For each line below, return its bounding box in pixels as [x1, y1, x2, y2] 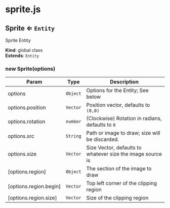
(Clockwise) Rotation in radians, [86, 115, 162, 122]
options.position [8, 104, 47, 111]
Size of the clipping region [86, 194, 149, 201]
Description [109, 78, 139, 85]
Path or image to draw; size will [86, 130, 160, 137]
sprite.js [5, 4, 41, 15]
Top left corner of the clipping [86, 180, 157, 187]
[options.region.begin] [8, 183, 61, 190]
